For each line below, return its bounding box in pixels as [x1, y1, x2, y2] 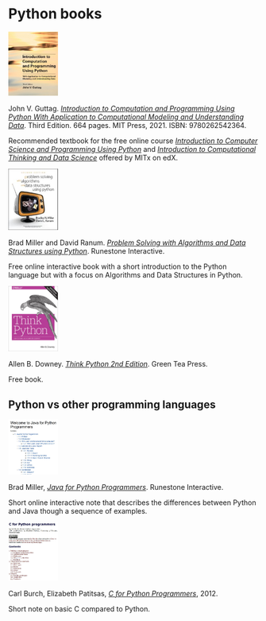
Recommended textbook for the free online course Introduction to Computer [8, 136, 258, 146]
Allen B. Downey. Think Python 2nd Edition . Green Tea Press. [8, 359, 208, 369]
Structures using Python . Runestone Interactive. [8, 246, 165, 256]
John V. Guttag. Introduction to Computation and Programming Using [8, 104, 236, 114]
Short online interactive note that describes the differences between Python [8, 498, 256, 507]
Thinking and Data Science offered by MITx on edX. [8, 153, 179, 163]
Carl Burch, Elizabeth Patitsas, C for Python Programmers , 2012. [8, 588, 218, 598]
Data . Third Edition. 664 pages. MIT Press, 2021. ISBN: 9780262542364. [8, 121, 247, 130]
